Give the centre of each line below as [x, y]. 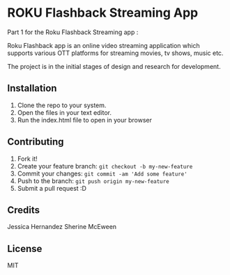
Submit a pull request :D [52, 188]
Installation [32, 88]
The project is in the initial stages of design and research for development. [114, 66]
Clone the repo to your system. [62, 105]
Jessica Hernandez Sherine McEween [62, 227]
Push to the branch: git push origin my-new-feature [93, 181]
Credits [24, 210]
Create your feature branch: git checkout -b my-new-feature [105, 166]
